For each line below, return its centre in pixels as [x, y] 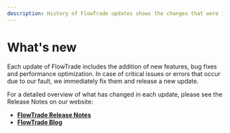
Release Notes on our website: [50, 101]
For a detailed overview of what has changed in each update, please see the [115, 94]
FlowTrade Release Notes [54, 114]
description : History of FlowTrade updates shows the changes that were [113, 13]
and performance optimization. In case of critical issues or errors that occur [114, 73]
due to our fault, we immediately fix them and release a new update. [103, 81]
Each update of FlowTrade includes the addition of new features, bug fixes [112, 66]
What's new [42, 47]
